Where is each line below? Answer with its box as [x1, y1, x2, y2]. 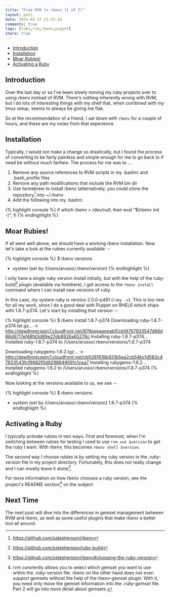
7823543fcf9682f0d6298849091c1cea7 [5, 359, 90, 365]
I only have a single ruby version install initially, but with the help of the [5, 275, 153, 281]
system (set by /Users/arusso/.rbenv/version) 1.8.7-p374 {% [12, 399, 138, 405]
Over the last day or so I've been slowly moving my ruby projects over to [5, 89, 156, 95]
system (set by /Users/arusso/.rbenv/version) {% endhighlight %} [12, 266, 150, 272]
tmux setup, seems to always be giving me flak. [5, 105, 105, 111]
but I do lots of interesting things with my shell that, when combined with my [5, 100, 164, 106]
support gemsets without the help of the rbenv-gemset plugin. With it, [12, 575, 158, 581]
